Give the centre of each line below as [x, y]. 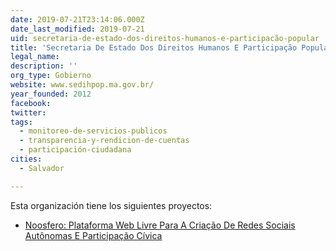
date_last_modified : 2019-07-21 [77, 29]
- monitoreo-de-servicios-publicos [93, 131]
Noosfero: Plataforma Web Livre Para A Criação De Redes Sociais [160, 225]
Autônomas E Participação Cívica [93, 235]
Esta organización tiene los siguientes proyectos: [111, 205]
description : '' [44, 66]
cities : [26, 159]
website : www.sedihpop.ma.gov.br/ [82, 85]
